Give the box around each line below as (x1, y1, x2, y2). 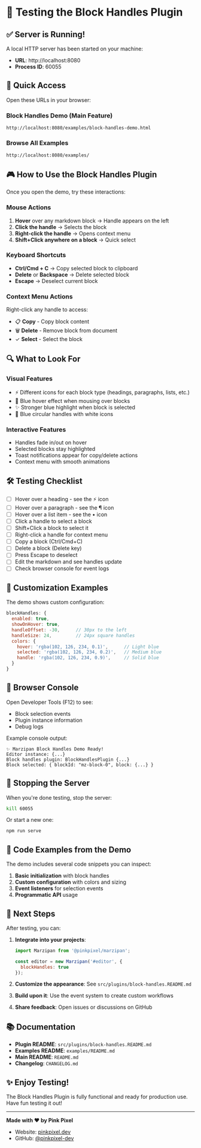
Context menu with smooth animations (14, 458, 110, 465)
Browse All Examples (6, 139, 69, 147)
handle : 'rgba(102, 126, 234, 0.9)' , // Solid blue (17, 655, 160, 661)
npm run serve (6, 828, 42, 834)
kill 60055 (6, 806, 33, 812)
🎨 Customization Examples (6, 583, 109, 593)
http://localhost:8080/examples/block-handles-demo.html (6, 125, 151, 131)
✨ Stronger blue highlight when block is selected (14, 403, 136, 411)
